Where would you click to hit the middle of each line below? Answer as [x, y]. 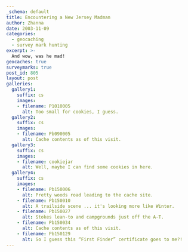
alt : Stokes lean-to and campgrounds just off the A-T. [93, 217]
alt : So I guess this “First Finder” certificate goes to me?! [102, 239]
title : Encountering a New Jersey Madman [58, 17]
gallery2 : [24, 117]
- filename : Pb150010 [44, 201]
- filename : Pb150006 [44, 189]
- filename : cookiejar [45, 162]
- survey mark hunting [40, 45]
